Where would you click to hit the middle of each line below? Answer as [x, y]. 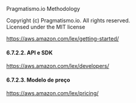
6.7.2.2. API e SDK [29, 52]
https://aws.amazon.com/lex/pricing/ [53, 93]
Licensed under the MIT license [46, 27]
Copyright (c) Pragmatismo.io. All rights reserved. [68, 20]
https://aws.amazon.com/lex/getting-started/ [63, 38]
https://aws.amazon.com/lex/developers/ [58, 66]
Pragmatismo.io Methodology [43, 9]
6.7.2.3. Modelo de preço [38, 80]
